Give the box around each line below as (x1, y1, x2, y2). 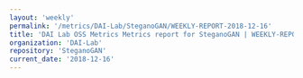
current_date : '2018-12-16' (9, 55, 115, 64)
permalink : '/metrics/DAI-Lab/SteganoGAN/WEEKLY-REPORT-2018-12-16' (9, 22, 272, 30)
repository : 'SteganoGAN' (9, 47, 106, 56)
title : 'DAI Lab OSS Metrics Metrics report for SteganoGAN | (9, 30, 248, 39)
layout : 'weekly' (9, 13, 75, 22)
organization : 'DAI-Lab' (9, 38, 103, 48)
